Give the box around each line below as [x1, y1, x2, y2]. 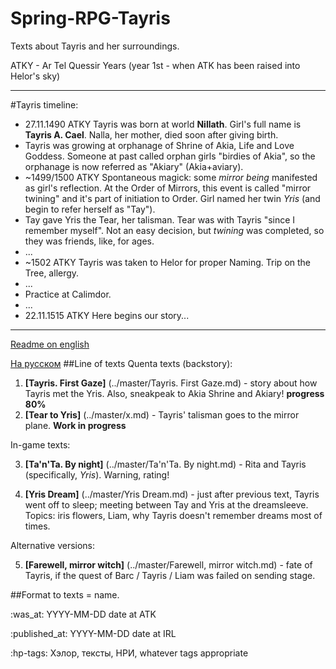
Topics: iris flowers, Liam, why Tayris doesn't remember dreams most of [24, 509, 323, 521]
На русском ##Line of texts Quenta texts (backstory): [10, 357, 233, 369]
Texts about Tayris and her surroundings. [10, 40, 180, 52]
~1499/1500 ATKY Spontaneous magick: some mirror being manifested [24, 171, 318, 183]
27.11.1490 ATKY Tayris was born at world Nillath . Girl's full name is [24, 118, 302, 130]
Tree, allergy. [24, 267, 80, 279]
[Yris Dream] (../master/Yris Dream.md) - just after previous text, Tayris [24, 488, 320, 500]
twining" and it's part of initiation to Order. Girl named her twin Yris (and [24, 192, 321, 204]
